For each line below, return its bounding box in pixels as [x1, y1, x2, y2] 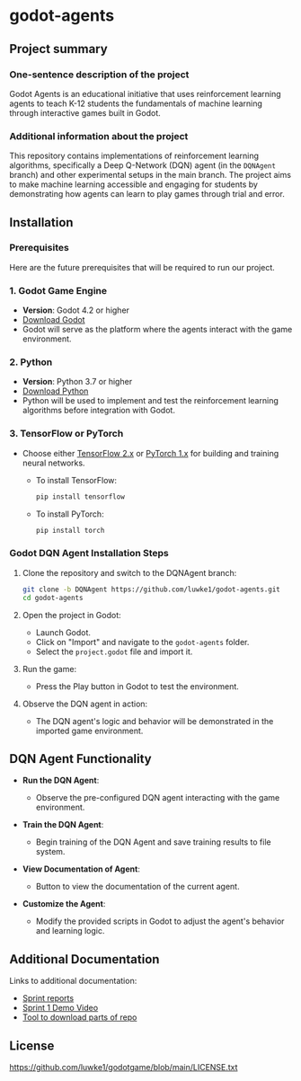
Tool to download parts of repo [22, 1012, 137, 1023]
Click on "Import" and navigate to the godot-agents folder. [35, 636, 250, 647]
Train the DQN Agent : [22, 820, 104, 830]
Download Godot [22, 315, 85, 325]
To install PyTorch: [35, 509, 105, 519]
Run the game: [22, 663, 77, 674]
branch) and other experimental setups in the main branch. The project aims [9, 170, 292, 181]
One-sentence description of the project [9, 68, 190, 81]
